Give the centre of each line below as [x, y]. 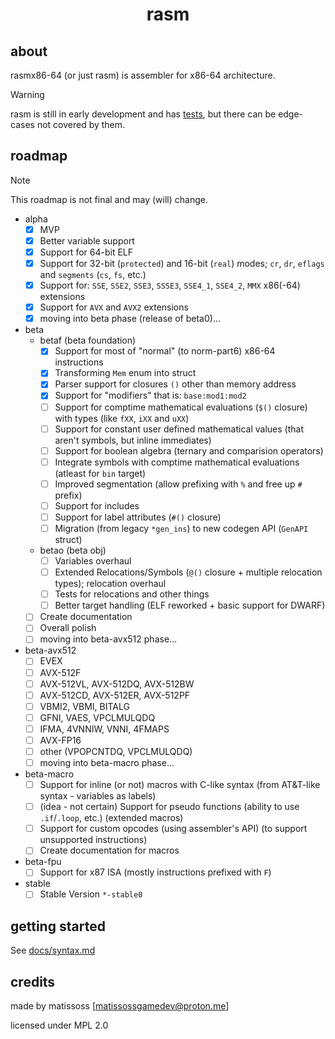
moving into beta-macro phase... [107, 762]
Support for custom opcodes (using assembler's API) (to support [173, 829]
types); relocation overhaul [110, 584]
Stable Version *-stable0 [91, 894]
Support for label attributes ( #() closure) [138, 517]
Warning [27, 94]
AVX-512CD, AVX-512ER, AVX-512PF [115, 695]
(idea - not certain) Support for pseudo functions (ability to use [169, 807]
